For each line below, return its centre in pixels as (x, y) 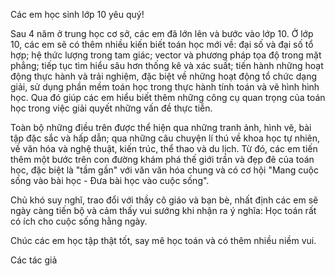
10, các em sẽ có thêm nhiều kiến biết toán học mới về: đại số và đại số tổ (162, 44)
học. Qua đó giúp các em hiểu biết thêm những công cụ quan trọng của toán (168, 97)
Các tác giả (34, 260)
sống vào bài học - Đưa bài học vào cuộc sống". (110, 180)
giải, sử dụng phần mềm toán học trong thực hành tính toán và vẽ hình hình (165, 87)
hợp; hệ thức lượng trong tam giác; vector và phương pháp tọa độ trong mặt (166, 55)
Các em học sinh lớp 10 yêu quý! (77, 14)
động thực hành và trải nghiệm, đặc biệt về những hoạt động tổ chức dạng (164, 76)
